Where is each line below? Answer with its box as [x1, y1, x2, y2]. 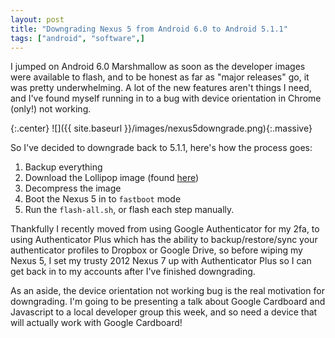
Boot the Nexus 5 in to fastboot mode [24, 193, 182, 205]
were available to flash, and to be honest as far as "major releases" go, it [10, 71, 310, 83]
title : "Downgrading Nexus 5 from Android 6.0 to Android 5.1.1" [10, 24, 288, 34]
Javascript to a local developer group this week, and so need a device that [10, 306, 318, 318]
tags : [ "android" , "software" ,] [10, 33, 145, 43]
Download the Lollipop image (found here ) [24, 172, 200, 184]
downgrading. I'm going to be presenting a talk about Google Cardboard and [10, 296, 326, 308]
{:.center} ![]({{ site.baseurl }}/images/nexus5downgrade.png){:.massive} [10, 122, 313, 135]
